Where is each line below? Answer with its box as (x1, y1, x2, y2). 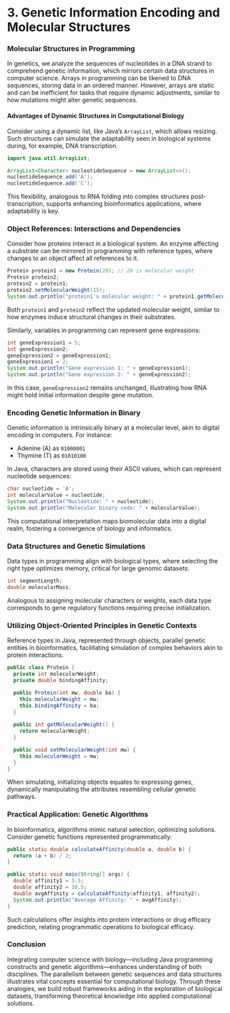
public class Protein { (7, 664, 75, 671)
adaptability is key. (7, 207, 60, 216)
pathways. (7, 793, 36, 801)
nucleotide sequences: (7, 472, 72, 480)
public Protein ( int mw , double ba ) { (13, 689, 121, 696)
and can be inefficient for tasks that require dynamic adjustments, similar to (7, 89, 220, 97)
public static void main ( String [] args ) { (7, 871, 130, 878)
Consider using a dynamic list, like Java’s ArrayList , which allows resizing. (7, 127, 218, 135)
